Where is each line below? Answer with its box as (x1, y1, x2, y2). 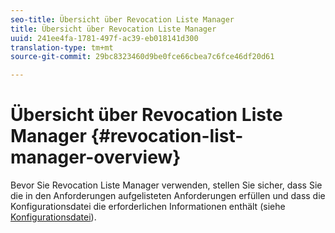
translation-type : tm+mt (10, 42, 114, 53)
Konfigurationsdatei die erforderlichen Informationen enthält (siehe (10, 201, 286, 213)
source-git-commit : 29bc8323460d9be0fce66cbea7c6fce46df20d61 (10, 52, 275, 62)
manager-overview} (10, 146, 182, 169)
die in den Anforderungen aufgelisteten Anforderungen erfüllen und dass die (10, 190, 326, 202)
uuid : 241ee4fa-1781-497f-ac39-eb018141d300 (10, 33, 199, 43)
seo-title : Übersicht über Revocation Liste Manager (10, 14, 235, 25)
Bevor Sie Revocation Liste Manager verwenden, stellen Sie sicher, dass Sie (10, 179, 323, 191)
